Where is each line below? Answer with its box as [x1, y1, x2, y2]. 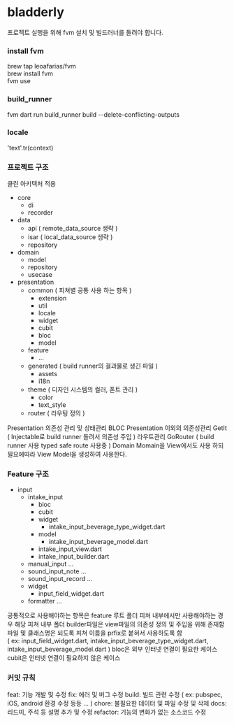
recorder [27, 208, 54, 217]
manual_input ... [27, 560, 74, 568]
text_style [38, 401, 66, 409]
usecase [27, 271, 52, 279]
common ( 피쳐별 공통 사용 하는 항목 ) [27, 286, 132, 294]
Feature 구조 [7, 469, 49, 479]
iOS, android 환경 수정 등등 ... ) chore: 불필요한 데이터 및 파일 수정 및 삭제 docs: [7, 699, 227, 707]
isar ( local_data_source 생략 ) [27, 233, 113, 241]
